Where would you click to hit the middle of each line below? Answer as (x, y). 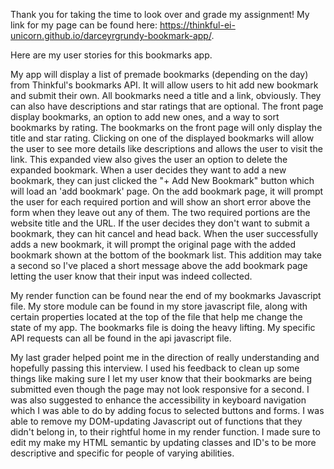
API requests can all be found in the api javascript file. (121, 338)
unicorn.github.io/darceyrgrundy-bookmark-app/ (111, 35)
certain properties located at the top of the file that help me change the (156, 317)
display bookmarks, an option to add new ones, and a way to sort (145, 117)
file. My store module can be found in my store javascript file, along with (159, 306)
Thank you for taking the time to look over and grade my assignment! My (160, 14)
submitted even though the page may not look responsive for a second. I (160, 389)
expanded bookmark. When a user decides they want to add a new (148, 170)
